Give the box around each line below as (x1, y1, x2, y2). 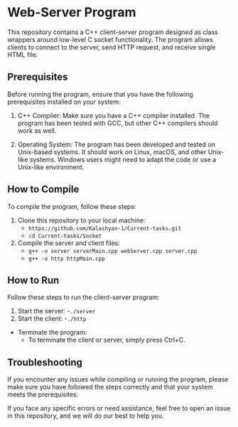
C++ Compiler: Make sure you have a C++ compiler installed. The (17, 111, 210, 119)
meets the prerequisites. (7, 390, 79, 399)
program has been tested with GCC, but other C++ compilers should (17, 119, 218, 127)
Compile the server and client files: (17, 239, 121, 247)
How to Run (7, 274, 60, 286)
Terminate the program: (17, 328, 87, 337)
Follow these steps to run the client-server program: (7, 293, 160, 302)
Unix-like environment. (17, 163, 85, 171)
